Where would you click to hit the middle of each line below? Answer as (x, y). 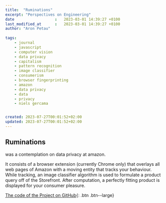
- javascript (28, 47)
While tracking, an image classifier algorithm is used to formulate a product (83, 175)
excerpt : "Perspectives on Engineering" (48, 15)
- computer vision (33, 52)
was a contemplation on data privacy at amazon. (56, 154)
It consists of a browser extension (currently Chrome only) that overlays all (82, 164)
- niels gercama (31, 104)
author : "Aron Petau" (28, 29)
